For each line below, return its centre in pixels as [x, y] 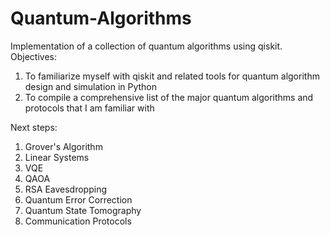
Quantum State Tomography [83, 210]
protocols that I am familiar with [89, 108]
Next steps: [34, 127]
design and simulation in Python [91, 86]
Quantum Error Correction [78, 199]
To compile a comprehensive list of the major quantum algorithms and [169, 97]
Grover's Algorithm [63, 146]
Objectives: [33, 56]
